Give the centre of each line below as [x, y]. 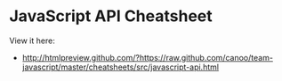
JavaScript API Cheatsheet [111, 16]
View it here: [32, 40]
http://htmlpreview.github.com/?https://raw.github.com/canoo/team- [148, 57]
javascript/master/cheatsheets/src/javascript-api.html [121, 67]
